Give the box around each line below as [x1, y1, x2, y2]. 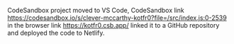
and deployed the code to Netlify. [7, 28, 105, 37]
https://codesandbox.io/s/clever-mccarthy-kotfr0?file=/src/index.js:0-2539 [7, 13, 227, 22]
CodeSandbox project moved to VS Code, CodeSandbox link [7, 6, 184, 14]
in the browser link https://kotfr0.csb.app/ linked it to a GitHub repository [7, 21, 220, 29]
